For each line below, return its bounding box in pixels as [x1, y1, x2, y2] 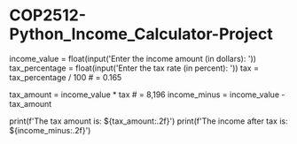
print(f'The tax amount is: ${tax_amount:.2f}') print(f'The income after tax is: [9, 116, 288, 126]
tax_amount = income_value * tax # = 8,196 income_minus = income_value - [9, 89, 285, 100]
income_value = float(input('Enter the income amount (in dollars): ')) [9, 53, 257, 64]
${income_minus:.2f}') [9, 125, 91, 135]
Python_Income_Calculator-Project [9, 24, 273, 44]
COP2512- [9, 5, 87, 26]
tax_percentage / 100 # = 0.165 [9, 72, 122, 82]
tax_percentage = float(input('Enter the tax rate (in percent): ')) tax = [9, 63, 260, 73]
